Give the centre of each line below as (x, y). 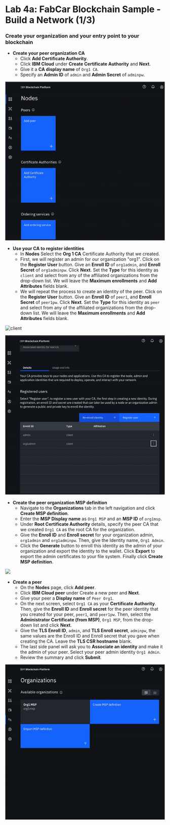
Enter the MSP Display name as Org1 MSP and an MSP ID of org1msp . (91, 519)
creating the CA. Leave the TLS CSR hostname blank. (76, 641)
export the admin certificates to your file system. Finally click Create (91, 556)
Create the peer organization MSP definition (60, 502)
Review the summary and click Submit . (61, 657)
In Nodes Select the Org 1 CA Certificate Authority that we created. (90, 254)
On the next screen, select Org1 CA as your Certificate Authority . (88, 603)
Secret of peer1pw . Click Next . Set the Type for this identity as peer (90, 302)
